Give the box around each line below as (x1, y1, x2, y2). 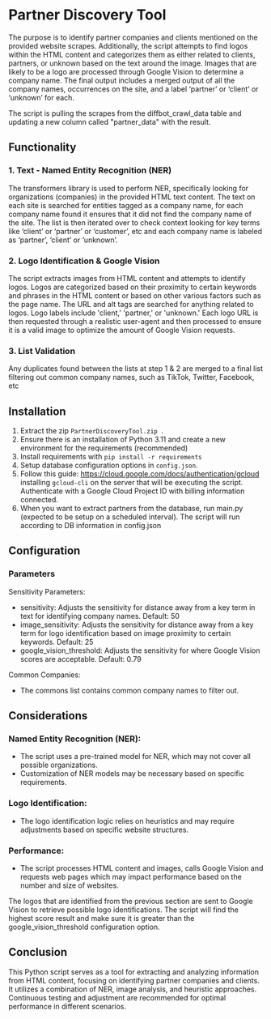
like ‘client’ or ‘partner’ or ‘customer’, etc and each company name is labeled (8, 226, 263, 236)
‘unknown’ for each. (8, 92, 75, 102)
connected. (19, 495, 59, 505)
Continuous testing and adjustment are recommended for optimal (8, 992, 227, 1002)
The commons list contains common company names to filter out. (19, 685, 239, 695)
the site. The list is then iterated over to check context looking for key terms (8, 217, 260, 228)
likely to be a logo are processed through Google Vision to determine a (8, 66, 244, 76)
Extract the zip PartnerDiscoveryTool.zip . (19, 426, 163, 436)
